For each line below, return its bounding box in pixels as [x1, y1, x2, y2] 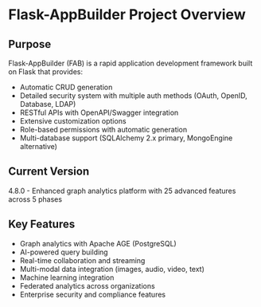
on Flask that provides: [8, 67, 84, 77]
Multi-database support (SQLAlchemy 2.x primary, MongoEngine [19, 133, 233, 143]
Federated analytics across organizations [19, 281, 155, 290]
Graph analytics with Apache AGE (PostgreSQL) [19, 238, 177, 248]
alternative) [19, 142, 58, 151]
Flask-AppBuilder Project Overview [8, 6, 246, 24]
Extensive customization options [19, 116, 127, 125]
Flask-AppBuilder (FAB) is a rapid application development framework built [8, 58, 253, 68]
